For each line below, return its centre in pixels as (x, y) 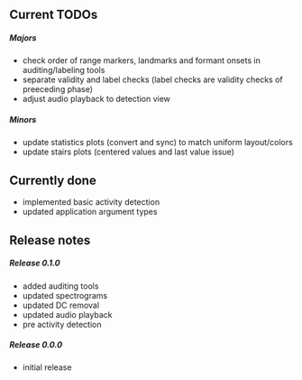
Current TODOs (54, 15)
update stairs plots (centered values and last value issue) (128, 152)
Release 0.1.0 (35, 263)
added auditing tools (60, 286)
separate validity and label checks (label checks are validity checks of (153, 79)
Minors (23, 119)
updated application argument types (90, 212)
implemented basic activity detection (91, 202)
